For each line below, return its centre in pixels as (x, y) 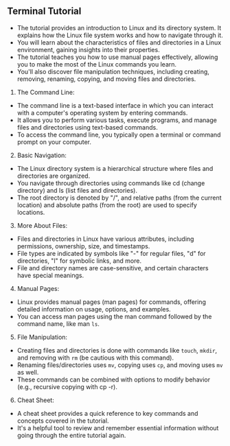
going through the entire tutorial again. (71, 435)
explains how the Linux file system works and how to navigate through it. (120, 35)
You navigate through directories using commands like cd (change (111, 183)
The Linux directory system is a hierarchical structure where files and (115, 168)
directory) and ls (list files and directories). (77, 190)
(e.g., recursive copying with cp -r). (67, 386)
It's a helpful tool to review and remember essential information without (118, 427)
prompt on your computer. (54, 142)
